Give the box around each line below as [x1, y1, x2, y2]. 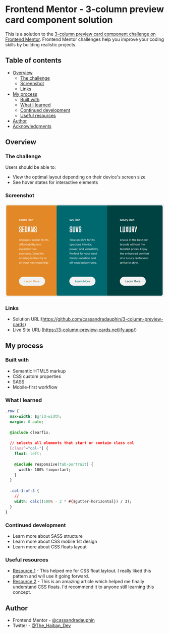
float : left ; [14, 451, 42, 457]
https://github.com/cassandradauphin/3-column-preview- [42, 316, 163, 322]
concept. [12, 589, 31, 595]
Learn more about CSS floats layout [12, 543, 87, 550]
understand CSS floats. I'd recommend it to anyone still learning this [12, 584, 154, 590]
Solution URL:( [12, 316, 43, 322]
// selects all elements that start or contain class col [10, 440, 135, 446]
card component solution [5, 14, 113, 26]
